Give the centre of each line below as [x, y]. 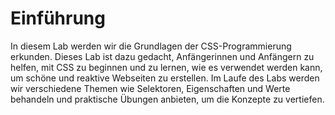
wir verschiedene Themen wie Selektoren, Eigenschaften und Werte [150, 88]
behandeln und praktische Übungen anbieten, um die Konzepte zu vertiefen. [167, 99]
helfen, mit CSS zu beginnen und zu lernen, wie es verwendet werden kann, [166, 67]
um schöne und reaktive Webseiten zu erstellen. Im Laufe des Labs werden [165, 78]
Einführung [58, 18]
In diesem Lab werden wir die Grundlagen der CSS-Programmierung [151, 46]
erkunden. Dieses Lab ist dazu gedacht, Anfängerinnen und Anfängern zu [162, 56]
